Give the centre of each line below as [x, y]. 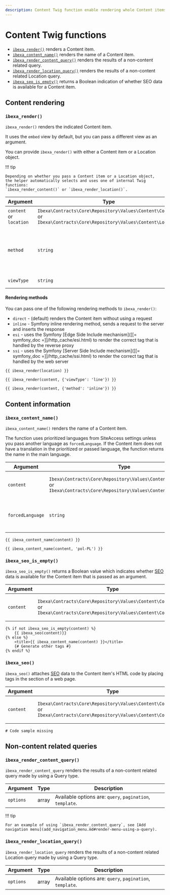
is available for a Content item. [44, 87]
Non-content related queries [51, 746]
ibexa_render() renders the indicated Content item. [59, 127]
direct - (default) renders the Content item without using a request [82, 319]
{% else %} [17, 638]
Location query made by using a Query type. [52, 857]
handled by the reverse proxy [43, 346]
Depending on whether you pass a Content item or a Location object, [80, 176]
